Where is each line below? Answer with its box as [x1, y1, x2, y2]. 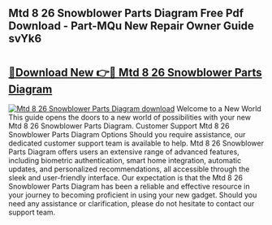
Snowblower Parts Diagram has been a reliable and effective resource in [8, 182, 250, 191]
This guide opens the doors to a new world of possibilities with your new [8, 113, 252, 122]
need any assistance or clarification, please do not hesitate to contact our [8, 199, 255, 208]
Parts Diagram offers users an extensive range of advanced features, [8, 147, 240, 157]
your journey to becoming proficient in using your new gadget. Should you [8, 190, 257, 200]
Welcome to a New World [176, 104, 261, 113]
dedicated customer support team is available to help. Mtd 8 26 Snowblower [8, 138, 265, 148]
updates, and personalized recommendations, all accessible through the [8, 164, 250, 174]
